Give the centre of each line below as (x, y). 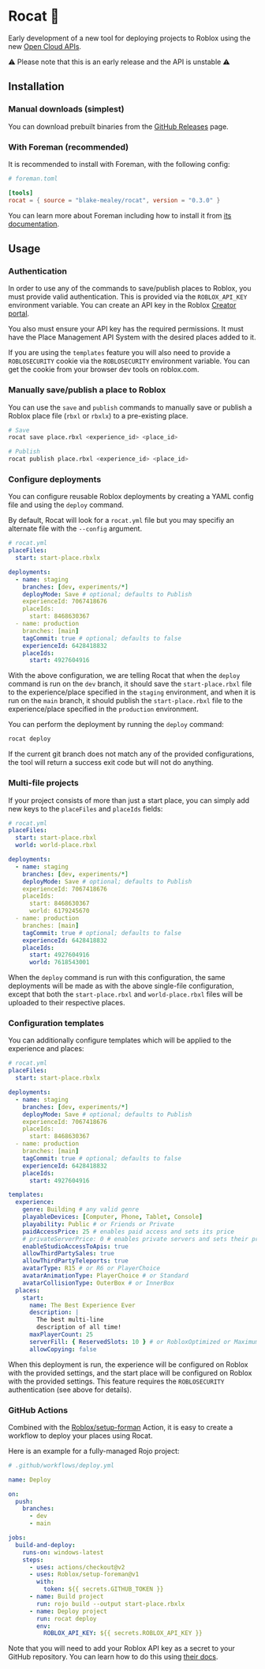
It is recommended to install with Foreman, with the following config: (119, 164)
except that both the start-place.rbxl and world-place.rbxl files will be (125, 994)
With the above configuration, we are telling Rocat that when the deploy (124, 676)
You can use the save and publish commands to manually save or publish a (130, 407)
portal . (19, 314)
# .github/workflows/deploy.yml (61, 1465)
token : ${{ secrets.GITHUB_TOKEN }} (103, 1589)
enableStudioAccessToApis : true (75, 1246)
